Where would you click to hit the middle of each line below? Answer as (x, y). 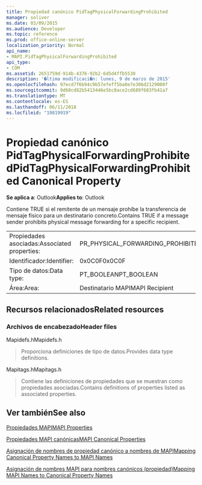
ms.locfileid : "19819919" (38, 113)
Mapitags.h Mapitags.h (34, 369)
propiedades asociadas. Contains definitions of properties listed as (103, 387)
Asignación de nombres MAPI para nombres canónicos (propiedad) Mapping (101, 469)
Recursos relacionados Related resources (85, 309)
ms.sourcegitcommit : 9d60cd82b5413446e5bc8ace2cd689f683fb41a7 (87, 90)
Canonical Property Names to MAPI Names (60, 457)
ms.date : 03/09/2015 (32, 23)
